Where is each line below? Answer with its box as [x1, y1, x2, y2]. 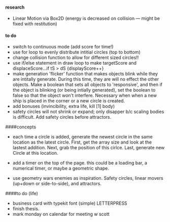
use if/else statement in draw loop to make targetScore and [12, 60, 137, 66]
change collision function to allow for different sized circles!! [12, 54, 139, 61]
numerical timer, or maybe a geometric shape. [12, 165, 109, 172]
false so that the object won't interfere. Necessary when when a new [12, 92, 157, 99]
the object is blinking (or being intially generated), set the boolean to [12, 87, 156, 93]
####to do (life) [5, 190, 38, 197]
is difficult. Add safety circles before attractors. [12, 114, 112, 120]
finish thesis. [12, 206, 40, 212]
